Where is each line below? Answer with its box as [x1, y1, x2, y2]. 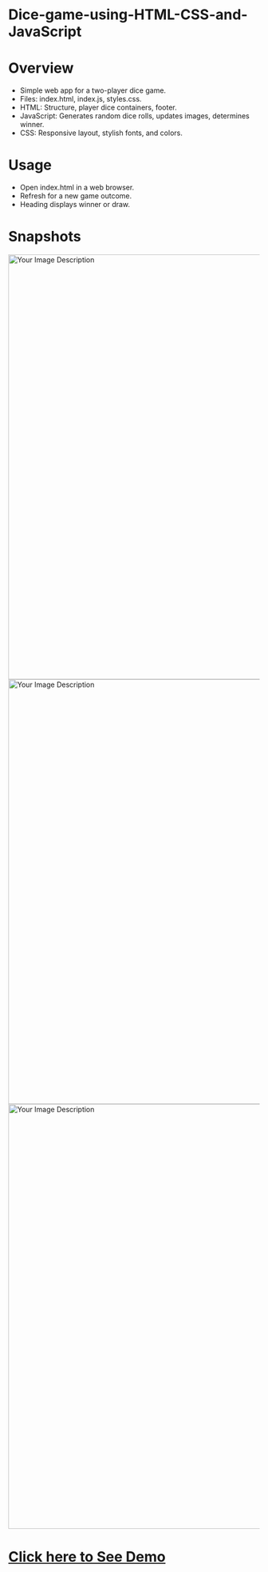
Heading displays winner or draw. [19, 200, 130, 209]
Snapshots [8, 228, 81, 245]
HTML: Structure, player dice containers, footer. [19, 102, 177, 113]
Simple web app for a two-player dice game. [19, 86, 166, 95]
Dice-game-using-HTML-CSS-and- [8, 6, 248, 24]
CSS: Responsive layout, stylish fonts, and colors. [19, 128, 183, 138]
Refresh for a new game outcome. [19, 191, 132, 201]
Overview [8, 59, 74, 78]
